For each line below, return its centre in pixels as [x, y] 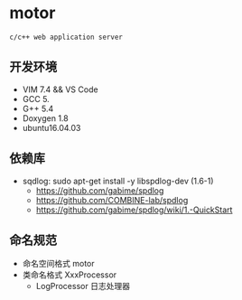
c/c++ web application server [66, 37]
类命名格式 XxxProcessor [70, 275]
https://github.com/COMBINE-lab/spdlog [112, 200]
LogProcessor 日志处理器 [83, 286]
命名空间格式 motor [58, 264]
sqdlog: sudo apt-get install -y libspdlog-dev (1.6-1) [118, 181]
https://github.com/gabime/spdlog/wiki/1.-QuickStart [134, 210]
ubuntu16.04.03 [51, 127]
